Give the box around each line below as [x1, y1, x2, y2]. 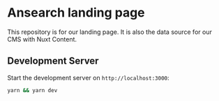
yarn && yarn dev [7, 86, 58, 94]
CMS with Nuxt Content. [7, 35, 77, 43]
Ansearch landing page [7, 5, 145, 21]
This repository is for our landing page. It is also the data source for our [7, 28, 213, 36]
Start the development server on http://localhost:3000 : [7, 73, 169, 82]
